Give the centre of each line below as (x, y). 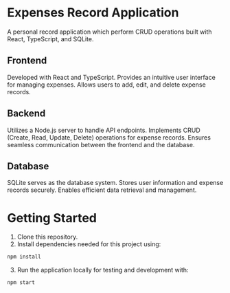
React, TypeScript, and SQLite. (50, 39)
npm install (24, 257)
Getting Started (52, 218)
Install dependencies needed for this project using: (89, 244)
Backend (26, 114)
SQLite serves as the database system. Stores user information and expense (115, 183)
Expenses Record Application (93, 13)
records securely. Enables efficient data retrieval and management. (102, 190)
